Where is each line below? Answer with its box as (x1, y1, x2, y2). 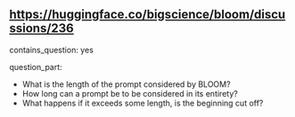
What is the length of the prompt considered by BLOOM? (21, 79, 231, 90)
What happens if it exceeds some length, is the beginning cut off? (21, 97, 264, 108)
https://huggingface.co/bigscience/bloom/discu (9, 7, 286, 22)
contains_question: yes (9, 44, 94, 55)
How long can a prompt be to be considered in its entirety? (21, 88, 238, 98)
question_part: (9, 61, 62, 72)
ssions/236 (9, 21, 74, 36)
